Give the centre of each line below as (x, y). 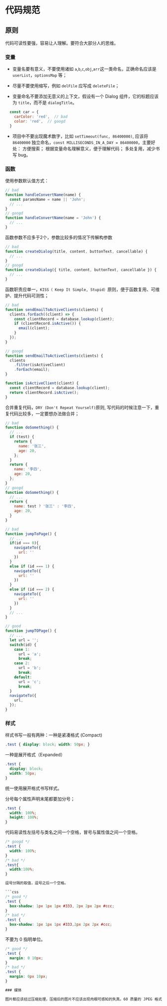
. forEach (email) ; (32, 370)
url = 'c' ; (30, 682)
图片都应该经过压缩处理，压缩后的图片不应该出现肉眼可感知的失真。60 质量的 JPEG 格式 (84, 999)
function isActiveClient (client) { (42, 383)
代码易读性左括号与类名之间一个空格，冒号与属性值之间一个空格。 (73, 832)
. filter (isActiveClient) (40, 365)
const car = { (24, 112)
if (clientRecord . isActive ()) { (47, 324)
